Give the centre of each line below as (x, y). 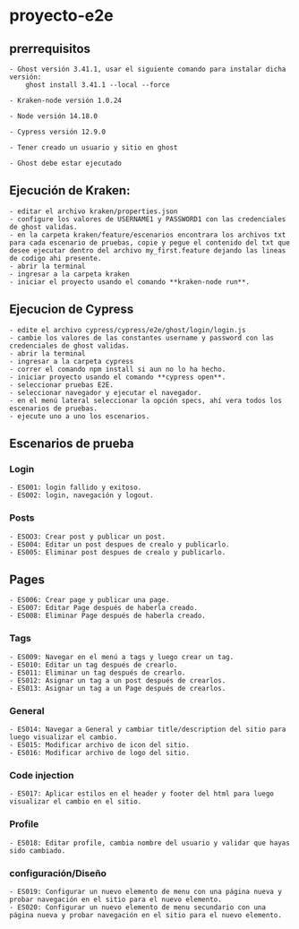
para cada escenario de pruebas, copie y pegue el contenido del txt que (150, 243)
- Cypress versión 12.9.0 (57, 132)
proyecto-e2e (61, 16)
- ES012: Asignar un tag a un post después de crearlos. (118, 680)
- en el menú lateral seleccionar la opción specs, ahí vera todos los (145, 400)
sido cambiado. (38, 851)
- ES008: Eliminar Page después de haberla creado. (107, 616)
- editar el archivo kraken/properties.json (94, 211)
